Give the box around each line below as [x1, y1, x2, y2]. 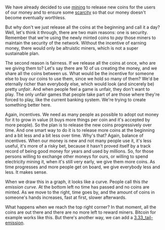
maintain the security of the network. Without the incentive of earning [5, 40, 147, 46]
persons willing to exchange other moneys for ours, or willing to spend [5, 153, 148, 159]
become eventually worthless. [5, 15, 66, 20]
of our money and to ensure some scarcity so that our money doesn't [5, 9, 146, 15]
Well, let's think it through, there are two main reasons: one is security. [5, 30, 148, 35]
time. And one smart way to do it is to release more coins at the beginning [5, 127, 155, 133]
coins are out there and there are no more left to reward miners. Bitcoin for [5, 209, 156, 215]
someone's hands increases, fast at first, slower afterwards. [5, 194, 127, 200]
